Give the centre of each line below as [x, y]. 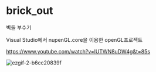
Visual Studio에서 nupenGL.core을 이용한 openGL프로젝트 [74, 39]
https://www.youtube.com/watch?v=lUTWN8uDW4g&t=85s [78, 51]
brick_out [30, 11]
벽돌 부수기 [19, 27]
